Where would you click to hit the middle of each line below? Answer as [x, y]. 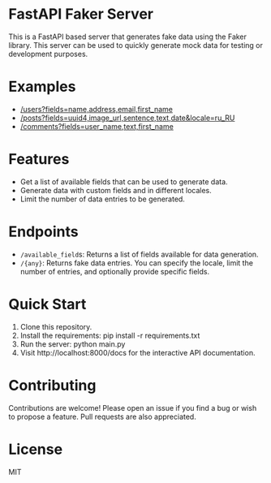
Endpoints [43, 231]
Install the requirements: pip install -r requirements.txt [110, 335]
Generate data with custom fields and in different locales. [116, 190]
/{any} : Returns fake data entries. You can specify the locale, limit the [137, 263]
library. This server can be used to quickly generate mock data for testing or [136, 45]
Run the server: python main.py [73, 344]
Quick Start [47, 304]
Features [39, 160]
